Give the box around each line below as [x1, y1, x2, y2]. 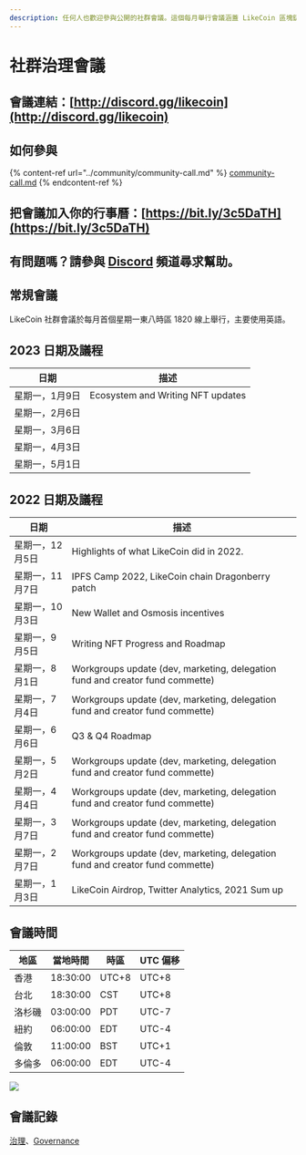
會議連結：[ [9, 95, 75, 110]
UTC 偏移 [139, 954, 180, 967]
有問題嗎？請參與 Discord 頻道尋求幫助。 [9, 253, 240, 269]
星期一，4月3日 [14, 441, 81, 454]
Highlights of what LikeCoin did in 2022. [71, 545, 244, 558]
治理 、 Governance [9, 1135, 80, 1146]
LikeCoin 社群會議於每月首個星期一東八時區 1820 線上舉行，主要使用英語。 [9, 314, 291, 325]
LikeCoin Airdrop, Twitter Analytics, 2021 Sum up [71, 883, 284, 896]
